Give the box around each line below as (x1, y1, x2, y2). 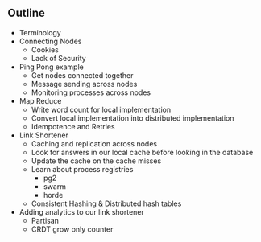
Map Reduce (19, 96, 62, 105)
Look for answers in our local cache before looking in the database (31, 147, 254, 157)
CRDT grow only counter (31, 224, 114, 234)
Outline (7, 6, 45, 20)
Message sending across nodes (31, 79, 138, 88)
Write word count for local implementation (31, 105, 171, 114)
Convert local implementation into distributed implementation (31, 113, 234, 123)
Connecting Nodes (19, 36, 82, 46)
